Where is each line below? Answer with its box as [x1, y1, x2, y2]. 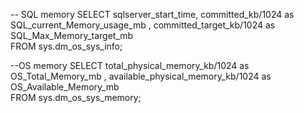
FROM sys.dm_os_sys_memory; [10, 92, 142, 103]
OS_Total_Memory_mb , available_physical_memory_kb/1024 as [10, 70, 272, 82]
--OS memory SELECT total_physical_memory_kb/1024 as [10, 60, 250, 71]
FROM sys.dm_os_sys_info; [10, 40, 123, 52]
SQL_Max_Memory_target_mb [10, 30, 134, 41]
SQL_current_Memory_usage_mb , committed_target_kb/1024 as [10, 19, 276, 31]
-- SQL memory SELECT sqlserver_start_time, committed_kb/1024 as [10, 9, 295, 20]
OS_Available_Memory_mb [10, 81, 120, 93]
